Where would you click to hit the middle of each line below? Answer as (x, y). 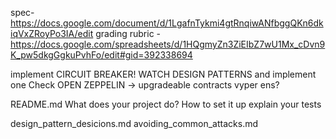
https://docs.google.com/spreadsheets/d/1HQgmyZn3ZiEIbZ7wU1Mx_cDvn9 (168, 44)
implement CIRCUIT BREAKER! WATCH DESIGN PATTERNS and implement (163, 74)
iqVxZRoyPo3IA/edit (52, 33)
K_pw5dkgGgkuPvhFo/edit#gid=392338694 (101, 55)
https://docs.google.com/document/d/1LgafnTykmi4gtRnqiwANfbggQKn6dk (167, 23)
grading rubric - (128, 33)
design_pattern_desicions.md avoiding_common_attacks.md (134, 123)
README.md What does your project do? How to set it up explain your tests (166, 104)
